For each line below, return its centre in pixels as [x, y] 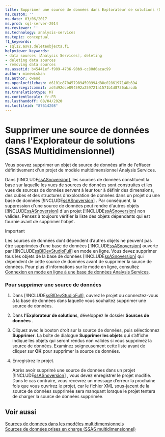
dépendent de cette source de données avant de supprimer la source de [79, 261]
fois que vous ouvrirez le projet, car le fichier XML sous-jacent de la [81, 386]
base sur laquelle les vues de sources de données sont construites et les [79, 185]
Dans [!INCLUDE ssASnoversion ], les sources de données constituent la [77, 179]
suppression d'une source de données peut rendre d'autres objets [72, 205]
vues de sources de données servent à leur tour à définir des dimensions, [80, 190]
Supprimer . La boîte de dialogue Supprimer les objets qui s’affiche [80, 336]
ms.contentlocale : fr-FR [30, 97]
